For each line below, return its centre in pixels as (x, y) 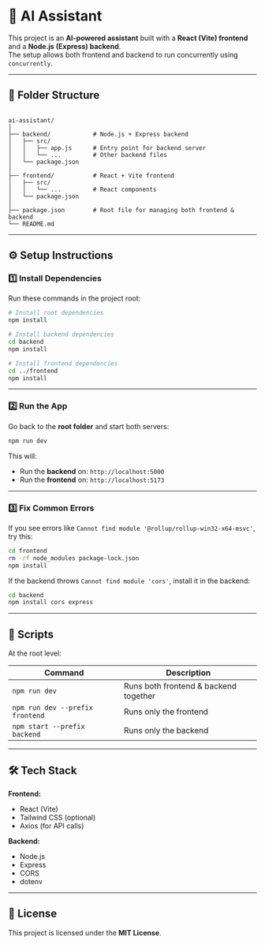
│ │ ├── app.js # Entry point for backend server (107, 148)
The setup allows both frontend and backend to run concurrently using (123, 54)
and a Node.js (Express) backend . (65, 46)
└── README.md (32, 224)
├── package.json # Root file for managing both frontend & (121, 210)
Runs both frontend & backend (180, 686)
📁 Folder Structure (54, 95)
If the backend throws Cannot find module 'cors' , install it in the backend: (129, 581)
